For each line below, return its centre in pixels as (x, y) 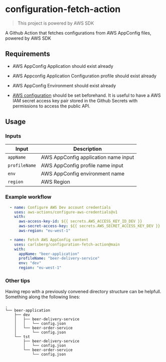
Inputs (13, 136)
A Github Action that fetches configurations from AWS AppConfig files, (78, 33)
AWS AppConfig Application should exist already (63, 66)
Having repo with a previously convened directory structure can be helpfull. (83, 292)
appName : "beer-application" (49, 254)
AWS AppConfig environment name (83, 174)
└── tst (22, 337)
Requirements (28, 54)
